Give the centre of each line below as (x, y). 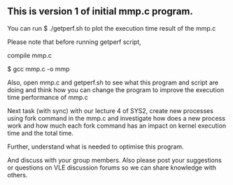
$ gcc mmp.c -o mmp (38, 68)
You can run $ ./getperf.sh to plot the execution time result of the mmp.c (112, 28)
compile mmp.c (30, 55)
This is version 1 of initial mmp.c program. (100, 12)
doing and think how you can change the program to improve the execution (116, 89)
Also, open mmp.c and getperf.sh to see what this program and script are (113, 82)
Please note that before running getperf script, (74, 42)
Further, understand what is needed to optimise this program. (96, 147)
